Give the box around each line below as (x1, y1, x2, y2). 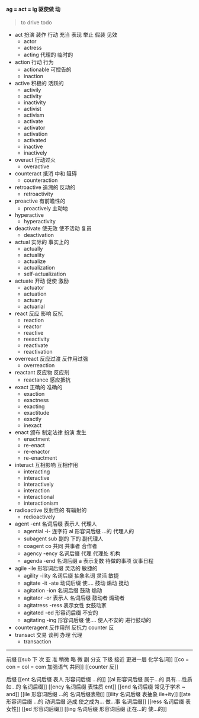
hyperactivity (23, 218, 56, 225)
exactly (23, 415, 41, 423)
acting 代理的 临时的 (23, 51, 73, 59)
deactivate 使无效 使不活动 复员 (14, 225, 92, 232)
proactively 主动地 (23, 205, 68, 212)
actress (23, 44, 43, 52)
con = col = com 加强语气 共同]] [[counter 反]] (6, 663, 118, 671)
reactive (23, 329, 44, 336)
